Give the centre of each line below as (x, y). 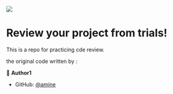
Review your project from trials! (87, 33)
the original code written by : (42, 61)
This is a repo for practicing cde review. (55, 49)
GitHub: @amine (35, 84)
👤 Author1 (19, 72)
